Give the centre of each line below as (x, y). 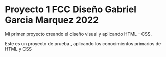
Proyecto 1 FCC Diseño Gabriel (70, 9)
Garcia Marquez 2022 (52, 20)
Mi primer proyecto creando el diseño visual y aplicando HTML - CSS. (78, 34)
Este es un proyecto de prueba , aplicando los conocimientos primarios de (83, 43)
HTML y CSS (18, 49)
